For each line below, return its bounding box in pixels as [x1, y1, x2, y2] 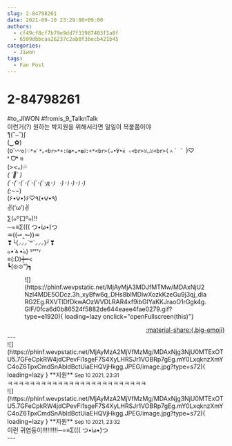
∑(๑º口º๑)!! [7, 214, 38, 222]
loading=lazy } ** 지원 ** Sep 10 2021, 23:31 [7, 371, 119, 379]
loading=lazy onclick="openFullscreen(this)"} [64, 312, 195, 320]
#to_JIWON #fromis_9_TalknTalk [7, 114, 98, 122]
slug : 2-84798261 [7, 10, 57, 17]
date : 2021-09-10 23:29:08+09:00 [7, 17, 104, 24]
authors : [7, 23, 32, 30]
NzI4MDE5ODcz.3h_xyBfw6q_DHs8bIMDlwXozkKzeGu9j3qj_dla [24, 290, 207, 298]
